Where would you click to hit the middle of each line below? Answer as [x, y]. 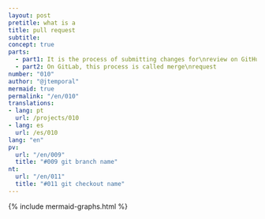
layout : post [30, 15]
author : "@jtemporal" [44, 81]
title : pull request [42, 30]
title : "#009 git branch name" [67, 162]
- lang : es [26, 125]
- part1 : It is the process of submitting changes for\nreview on [127, 60]
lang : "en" [26, 140]
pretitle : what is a [42, 23]
